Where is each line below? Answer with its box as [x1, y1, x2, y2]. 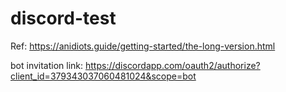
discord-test [10, 7, 117, 30]
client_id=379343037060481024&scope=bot [10, 70, 197, 82]
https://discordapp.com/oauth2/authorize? [85, 59, 261, 71]
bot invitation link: [10, 59, 84, 71]
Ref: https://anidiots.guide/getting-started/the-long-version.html [10, 40, 276, 52]
